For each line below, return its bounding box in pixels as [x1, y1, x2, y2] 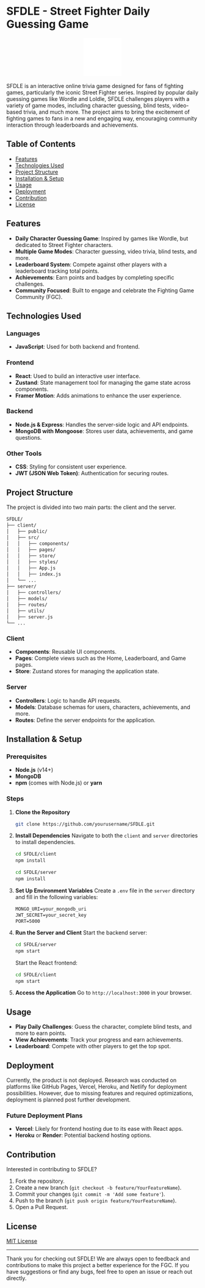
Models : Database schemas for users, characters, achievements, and [15, 703, 190, 711]
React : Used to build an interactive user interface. [15, 372, 141, 380]
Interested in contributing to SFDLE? [6, 1166, 98, 1173]
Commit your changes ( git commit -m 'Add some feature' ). [15, 1191, 166, 1198]
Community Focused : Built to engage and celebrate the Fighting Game [15, 286, 194, 294]
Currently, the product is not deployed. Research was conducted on [6, 1076, 177, 1084]
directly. [6, 1274, 27, 1282]
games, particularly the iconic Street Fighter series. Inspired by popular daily [6, 89, 199, 96]
